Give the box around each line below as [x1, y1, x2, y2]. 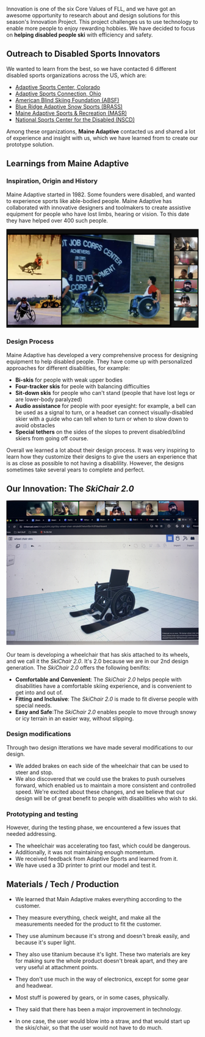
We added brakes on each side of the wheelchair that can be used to [15, 762, 189, 769]
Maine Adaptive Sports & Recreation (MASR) [15, 109, 127, 117]
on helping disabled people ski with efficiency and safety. [6, 31, 153, 39]
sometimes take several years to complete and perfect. [6, 466, 145, 473]
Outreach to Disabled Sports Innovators [6, 49, 160, 59]
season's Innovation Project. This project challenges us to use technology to [6, 18, 198, 25]
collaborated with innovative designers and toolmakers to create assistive [6, 204, 191, 211]
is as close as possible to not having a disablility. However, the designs [6, 459, 184, 467]
